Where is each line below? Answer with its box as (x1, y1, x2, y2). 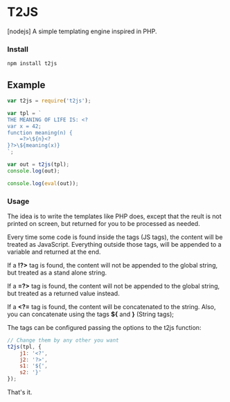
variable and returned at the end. (7, 247, 101, 256)
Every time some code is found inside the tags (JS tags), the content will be (7, 233, 223, 241)
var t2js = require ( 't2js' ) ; (7, 98, 91, 105)
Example (7, 79, 46, 91)
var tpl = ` (7, 110, 42, 116)
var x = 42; (7, 123, 42, 130)
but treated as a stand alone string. (7, 268, 107, 277)
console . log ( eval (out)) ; (7, 180, 79, 187)
